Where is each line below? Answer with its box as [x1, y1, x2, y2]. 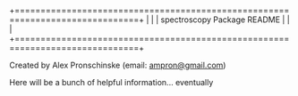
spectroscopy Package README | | [160, 14, 291, 25]
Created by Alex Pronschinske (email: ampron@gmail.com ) [9, 60, 226, 70]
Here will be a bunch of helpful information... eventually [9, 77, 214, 87]
